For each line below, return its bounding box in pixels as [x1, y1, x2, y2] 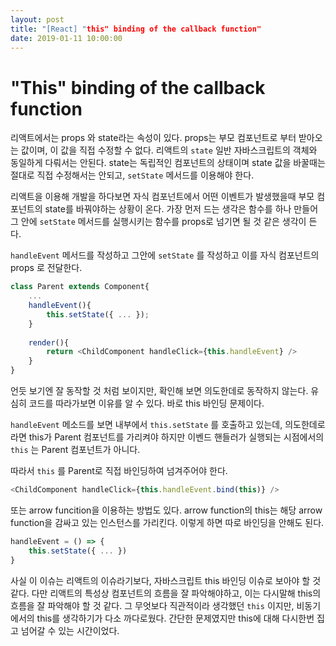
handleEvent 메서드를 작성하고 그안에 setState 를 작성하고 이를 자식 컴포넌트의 [10, 249, 320, 261]
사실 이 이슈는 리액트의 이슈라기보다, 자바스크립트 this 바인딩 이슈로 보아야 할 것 [10, 574, 322, 586]
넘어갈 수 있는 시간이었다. [20, 624, 120, 636]
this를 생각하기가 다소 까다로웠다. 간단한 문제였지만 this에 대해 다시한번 [36, 612, 315, 624]
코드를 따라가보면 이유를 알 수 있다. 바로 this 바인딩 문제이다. [28, 397, 265, 410]
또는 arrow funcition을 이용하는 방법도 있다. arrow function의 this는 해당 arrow [10, 504, 323, 516]
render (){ [28, 337, 70, 348]
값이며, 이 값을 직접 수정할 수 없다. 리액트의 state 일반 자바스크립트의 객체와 [20, 144, 318, 156]
